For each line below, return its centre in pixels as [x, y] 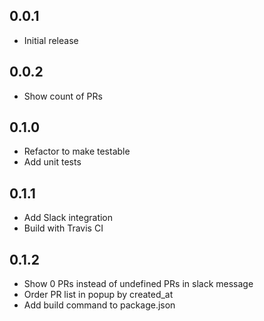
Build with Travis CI [63, 228]
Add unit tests [52, 162]
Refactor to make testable [77, 151]
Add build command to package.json [99, 305]
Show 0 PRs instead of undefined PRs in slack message [138, 284]
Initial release [51, 40]
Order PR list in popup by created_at [98, 295]
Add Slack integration [68, 218]
